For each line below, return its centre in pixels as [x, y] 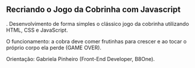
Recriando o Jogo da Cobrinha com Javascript [93, 10]
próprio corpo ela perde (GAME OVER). [54, 47]
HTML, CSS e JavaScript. [37, 30]
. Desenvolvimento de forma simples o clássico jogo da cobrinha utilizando [98, 23]
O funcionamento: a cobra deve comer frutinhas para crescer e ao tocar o [96, 41]
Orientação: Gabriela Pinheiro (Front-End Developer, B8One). [81, 59]
